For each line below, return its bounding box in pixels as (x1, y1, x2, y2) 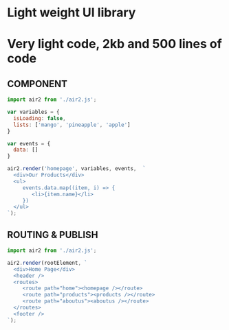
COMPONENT (7, 78, 67, 90)
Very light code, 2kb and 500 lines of (7, 36, 222, 52)
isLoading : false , (13, 115, 67, 121)
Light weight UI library (7, 5, 136, 21)
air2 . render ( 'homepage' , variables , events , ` (7, 165, 146, 172)
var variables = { (7, 108, 60, 116)
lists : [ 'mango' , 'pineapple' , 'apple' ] (13, 121, 131, 128)
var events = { (7, 140, 51, 147)
